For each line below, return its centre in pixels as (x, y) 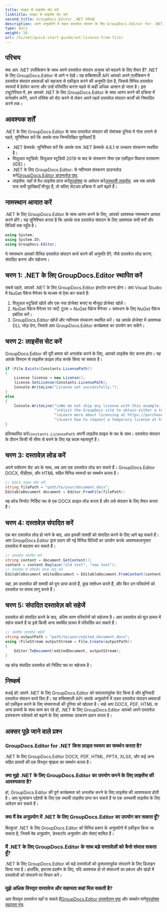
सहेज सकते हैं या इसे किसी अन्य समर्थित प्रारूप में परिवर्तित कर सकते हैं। (61, 623)
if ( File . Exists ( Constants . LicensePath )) (49, 369)
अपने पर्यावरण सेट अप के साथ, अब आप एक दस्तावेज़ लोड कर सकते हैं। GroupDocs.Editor (80, 467)
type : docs (16, 28)
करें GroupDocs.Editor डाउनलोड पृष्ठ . (45, 175)
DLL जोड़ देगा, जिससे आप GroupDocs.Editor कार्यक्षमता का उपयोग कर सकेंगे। (79, 325)
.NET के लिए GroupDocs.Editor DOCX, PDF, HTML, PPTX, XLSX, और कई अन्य (80, 757)
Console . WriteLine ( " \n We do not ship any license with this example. (88, 406)
